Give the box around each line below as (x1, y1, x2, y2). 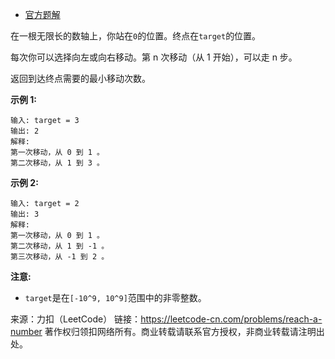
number (10, 326, 43, 337)
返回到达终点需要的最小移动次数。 (10, 73, 151, 84)
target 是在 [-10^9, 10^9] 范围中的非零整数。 (24, 292, 207, 303)
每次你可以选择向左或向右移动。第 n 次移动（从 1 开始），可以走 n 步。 (10, 51, 298, 63)
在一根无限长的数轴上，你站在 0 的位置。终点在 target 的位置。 (10, 30, 262, 42)
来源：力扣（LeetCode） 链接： (10, 313, 142, 325)
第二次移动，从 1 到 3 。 (10, 158, 105, 168)
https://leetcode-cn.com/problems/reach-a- (140, 313, 323, 325)
